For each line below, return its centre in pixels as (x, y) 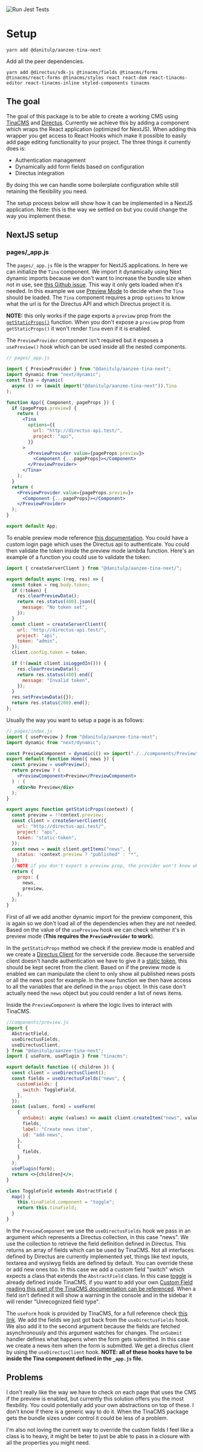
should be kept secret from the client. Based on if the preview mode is (94, 967)
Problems (25, 1378)
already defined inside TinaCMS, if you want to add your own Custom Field (100, 1282)
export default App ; (32, 526)
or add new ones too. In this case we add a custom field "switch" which (95, 1269)
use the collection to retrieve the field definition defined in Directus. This (96, 1243)
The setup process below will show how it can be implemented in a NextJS (100, 203)
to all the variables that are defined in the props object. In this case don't (96, 987)
